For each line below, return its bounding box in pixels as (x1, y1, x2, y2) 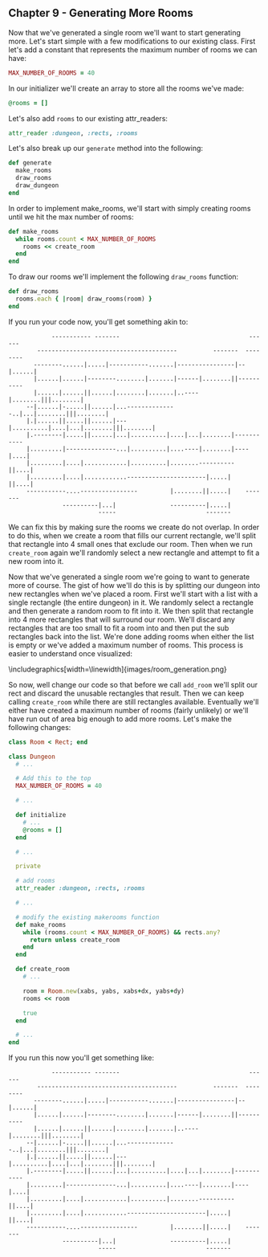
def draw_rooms (8, 288, 59, 296)
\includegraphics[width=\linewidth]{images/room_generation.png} (8, 664, 227, 674)
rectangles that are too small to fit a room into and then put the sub (8, 622, 229, 633)
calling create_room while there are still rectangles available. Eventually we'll (8, 696, 259, 706)
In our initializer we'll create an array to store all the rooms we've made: (8, 84, 245, 93)
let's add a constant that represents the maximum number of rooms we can (8, 44, 258, 55)
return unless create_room (29, 936, 120, 944)
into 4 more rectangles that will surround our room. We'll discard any (8, 614, 235, 624)
